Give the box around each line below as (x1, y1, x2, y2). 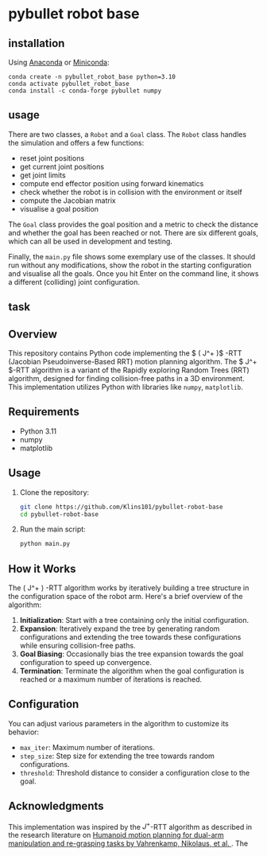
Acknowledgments (8, 800, 105, 813)
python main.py (19, 540, 71, 548)
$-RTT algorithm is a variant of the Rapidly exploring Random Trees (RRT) (8, 365, 250, 375)
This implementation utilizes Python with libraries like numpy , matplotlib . (8, 383, 244, 392)
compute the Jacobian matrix (19, 196, 117, 205)
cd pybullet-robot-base (19, 510, 99, 518)
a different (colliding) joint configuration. (8, 277, 141, 286)
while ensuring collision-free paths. (19, 641, 136, 651)
